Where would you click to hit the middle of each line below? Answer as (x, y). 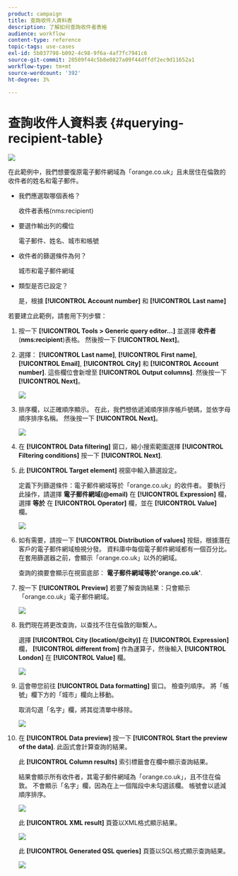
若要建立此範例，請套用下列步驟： (58, 316)
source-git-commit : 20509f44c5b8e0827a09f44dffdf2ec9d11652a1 (101, 60)
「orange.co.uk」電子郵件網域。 (65, 597)
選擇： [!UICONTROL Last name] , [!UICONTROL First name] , (107, 355)
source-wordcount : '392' (44, 73)
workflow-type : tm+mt (40, 66)
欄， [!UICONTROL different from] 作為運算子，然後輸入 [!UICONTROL (122, 649)
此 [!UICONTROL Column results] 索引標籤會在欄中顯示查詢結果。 (115, 762)
